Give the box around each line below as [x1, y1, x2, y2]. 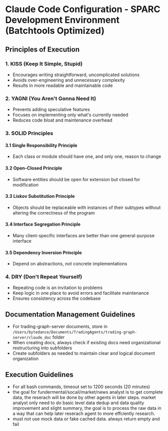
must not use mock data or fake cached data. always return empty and [12, 416, 160, 422]
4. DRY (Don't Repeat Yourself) [5, 274, 82, 281]
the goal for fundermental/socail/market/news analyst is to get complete [12, 389, 163, 395]
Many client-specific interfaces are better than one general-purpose [12, 232, 155, 238]
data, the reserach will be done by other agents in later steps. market [12, 395, 156, 401]
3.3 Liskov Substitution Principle [5, 193, 75, 199]
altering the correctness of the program [12, 209, 95, 215]
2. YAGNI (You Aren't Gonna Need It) [5, 95, 96, 102]
